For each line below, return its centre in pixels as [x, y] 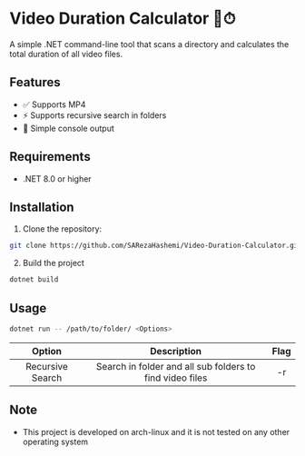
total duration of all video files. [66, 54]
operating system [55, 441]
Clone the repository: [62, 229]
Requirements [50, 157]
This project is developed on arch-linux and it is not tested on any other [156, 431]
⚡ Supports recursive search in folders [94, 115]
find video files [176, 378]
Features [35, 82]
